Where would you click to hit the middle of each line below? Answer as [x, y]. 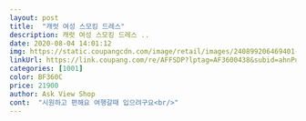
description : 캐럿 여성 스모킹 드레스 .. [80, 35]
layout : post [34, 18]
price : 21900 [34, 86]
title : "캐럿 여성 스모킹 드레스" [67, 26]
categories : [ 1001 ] [46, 69]
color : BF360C [36, 77]
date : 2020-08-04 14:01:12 [61, 43]
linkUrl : [26, 60]
